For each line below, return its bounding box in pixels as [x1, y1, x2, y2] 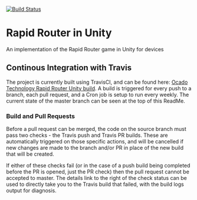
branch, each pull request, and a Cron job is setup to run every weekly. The [6, 91, 189, 98]
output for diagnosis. [6, 187, 57, 194]
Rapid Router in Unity [6, 27, 112, 40]
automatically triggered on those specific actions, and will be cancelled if [6, 138, 184, 145]
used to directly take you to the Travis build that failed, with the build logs [6, 181, 184, 188]
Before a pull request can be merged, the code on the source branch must [6, 126, 187, 133]
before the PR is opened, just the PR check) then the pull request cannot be [6, 168, 190, 175]
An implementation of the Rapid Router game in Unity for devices [6, 45, 164, 53]
